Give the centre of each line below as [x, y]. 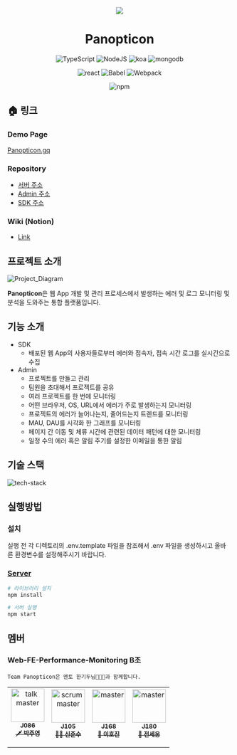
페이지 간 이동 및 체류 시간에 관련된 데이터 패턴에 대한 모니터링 [115, 431]
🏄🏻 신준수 [68, 734]
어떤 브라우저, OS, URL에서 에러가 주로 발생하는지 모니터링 [110, 405]
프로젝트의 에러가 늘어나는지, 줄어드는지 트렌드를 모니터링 [108, 413]
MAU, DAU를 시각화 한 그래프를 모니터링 [85, 423]
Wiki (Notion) [31, 221]
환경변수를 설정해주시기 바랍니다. [60, 554]
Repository [27, 169]
